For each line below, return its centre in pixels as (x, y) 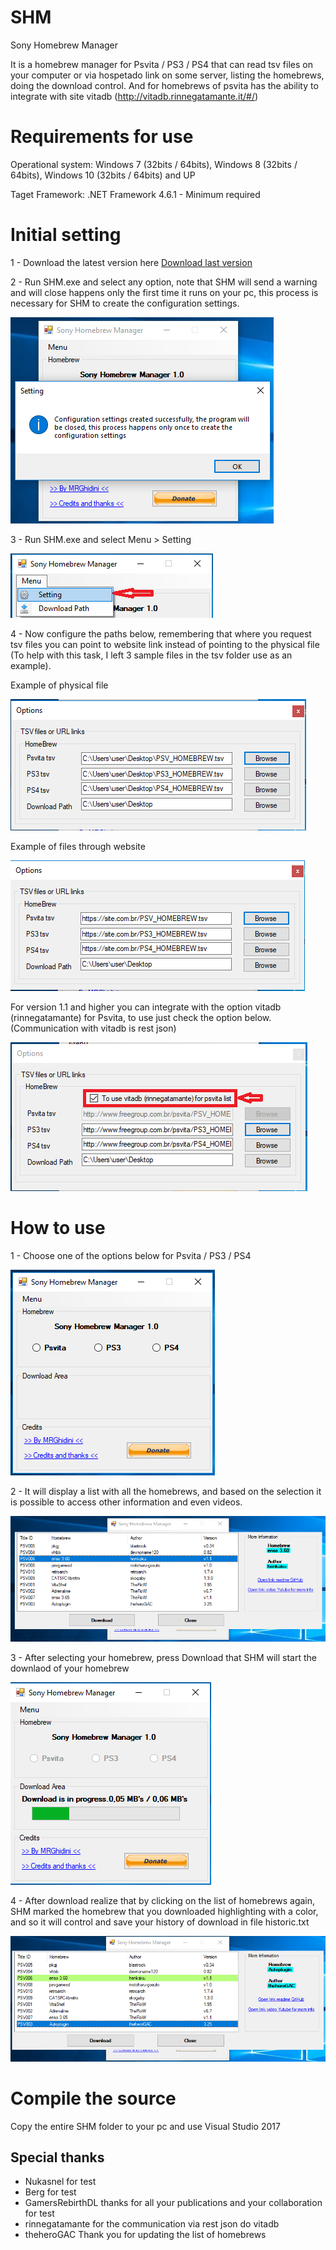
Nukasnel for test (60, 2182)
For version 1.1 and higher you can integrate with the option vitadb (146, 1007)
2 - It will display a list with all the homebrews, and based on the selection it (166, 1491)
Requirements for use (102, 137)
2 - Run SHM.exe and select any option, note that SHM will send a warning (164, 282)
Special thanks (57, 2157)
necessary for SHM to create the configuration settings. (125, 303)
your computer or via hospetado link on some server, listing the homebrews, (167, 75)
